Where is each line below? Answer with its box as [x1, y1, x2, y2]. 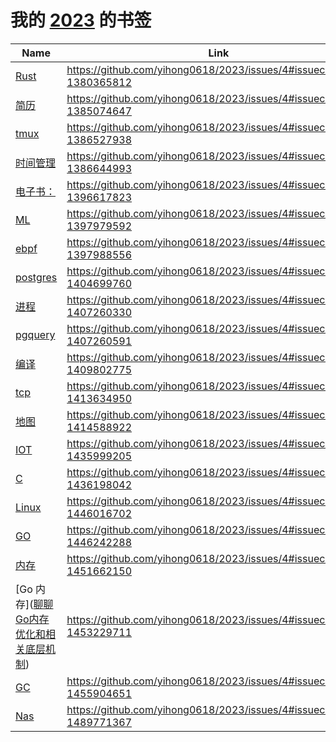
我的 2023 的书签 [10, 9, 152, 32]
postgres [15, 270, 58, 284]
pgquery [15, 327, 56, 341]
